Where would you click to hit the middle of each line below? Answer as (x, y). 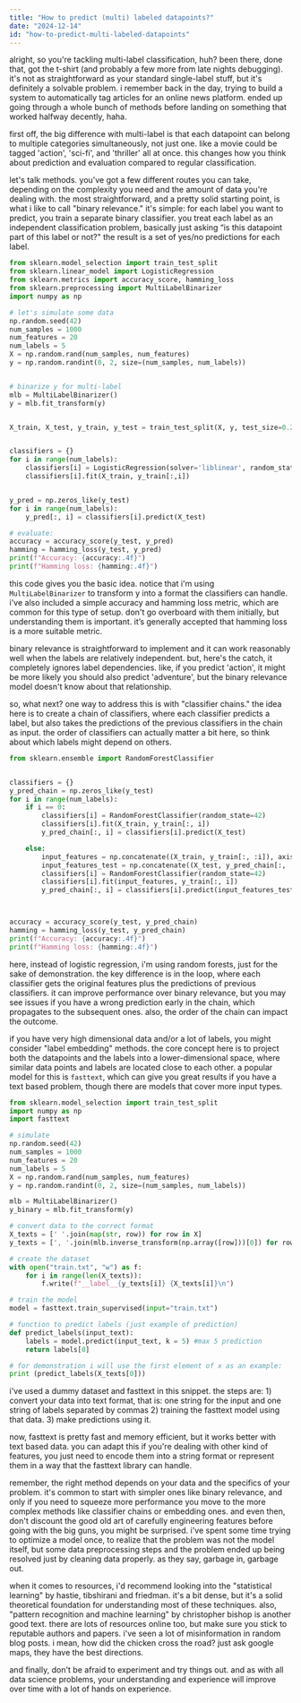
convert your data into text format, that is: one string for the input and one (146, 1401)
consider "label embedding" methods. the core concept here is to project (144, 1048)
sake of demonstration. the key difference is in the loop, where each (135, 974)
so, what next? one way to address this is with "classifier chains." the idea (146, 703)
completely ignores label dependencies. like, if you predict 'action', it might (147, 667)
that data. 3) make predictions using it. (80, 1420)
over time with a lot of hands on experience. (90, 1689)
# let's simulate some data (62, 313)
